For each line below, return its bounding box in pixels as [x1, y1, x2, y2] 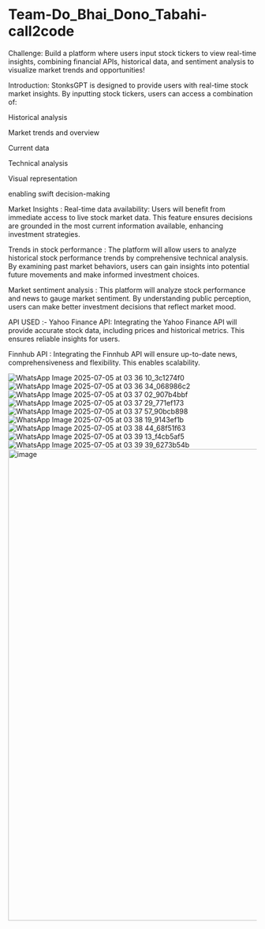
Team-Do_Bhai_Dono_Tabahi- [8, 6, 207, 24]
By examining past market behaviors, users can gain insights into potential [8, 261, 250, 271]
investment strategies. [8, 229, 80, 238]
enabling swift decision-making [8, 189, 110, 198]
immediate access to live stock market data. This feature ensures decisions [8, 212, 253, 222]
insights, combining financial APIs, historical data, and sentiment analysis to [8, 57, 255, 66]
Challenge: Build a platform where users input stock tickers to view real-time [8, 48, 256, 58]
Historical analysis [8, 112, 68, 122]
